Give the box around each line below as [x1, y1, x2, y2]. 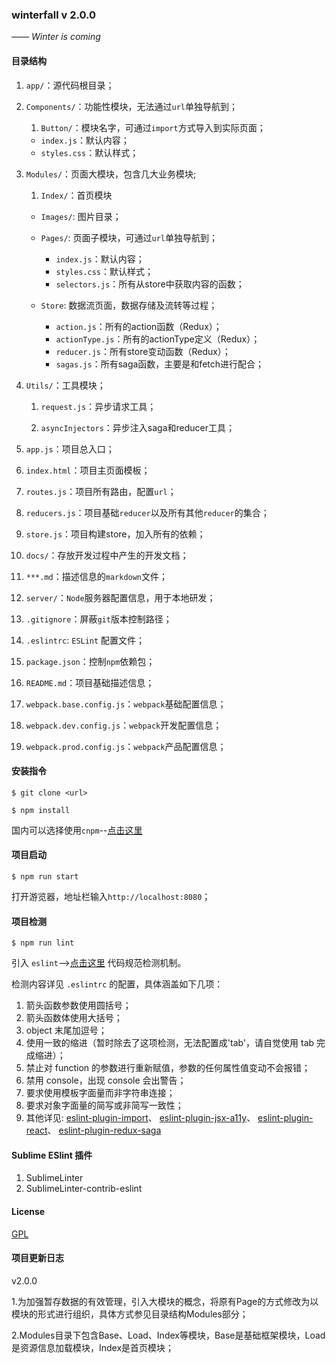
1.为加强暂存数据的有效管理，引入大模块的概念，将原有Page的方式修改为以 [11, 1295, 319, 1307]
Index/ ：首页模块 [40, 189, 113, 201]
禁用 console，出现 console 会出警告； [25, 1074, 187, 1087]
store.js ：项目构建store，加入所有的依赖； [25, 528, 206, 540]
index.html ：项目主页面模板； [25, 464, 151, 476]
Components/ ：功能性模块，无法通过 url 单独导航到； [25, 100, 239, 112]
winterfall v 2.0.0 [11, 8, 97, 22]
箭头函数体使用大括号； [25, 1012, 123, 1024]
